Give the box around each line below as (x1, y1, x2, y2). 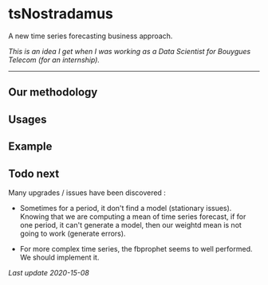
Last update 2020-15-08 (8, 267, 90, 277)
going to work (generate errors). (19, 228, 126, 238)
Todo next (8, 166, 60, 180)
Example (8, 140, 53, 154)
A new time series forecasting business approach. (8, 31, 173, 41)
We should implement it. (19, 252, 100, 262)
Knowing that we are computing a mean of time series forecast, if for (19, 212, 246, 221)
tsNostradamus (8, 5, 114, 23)
